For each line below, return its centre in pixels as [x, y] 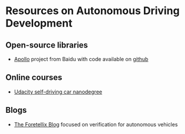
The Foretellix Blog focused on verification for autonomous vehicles [96, 124]
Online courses [34, 78]
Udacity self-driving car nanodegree [58, 92]
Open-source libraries [47, 45]
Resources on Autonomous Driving [92, 11]
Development [39, 23]
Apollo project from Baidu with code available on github [81, 59]
